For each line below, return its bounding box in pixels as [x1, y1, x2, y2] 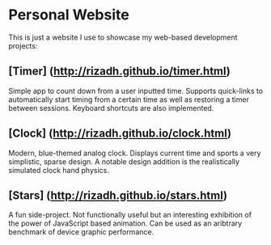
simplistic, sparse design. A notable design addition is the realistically [8, 156, 240, 167]
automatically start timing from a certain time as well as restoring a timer [8, 95, 249, 104]
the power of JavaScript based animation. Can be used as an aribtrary [8, 218, 243, 228]
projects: [8, 40, 38, 50]
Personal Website [8, 6, 129, 24]
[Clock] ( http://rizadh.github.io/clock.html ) [8, 127, 232, 141]
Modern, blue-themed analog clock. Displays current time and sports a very [8, 148, 261, 158]
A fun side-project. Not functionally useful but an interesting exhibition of [8, 210, 252, 220]
